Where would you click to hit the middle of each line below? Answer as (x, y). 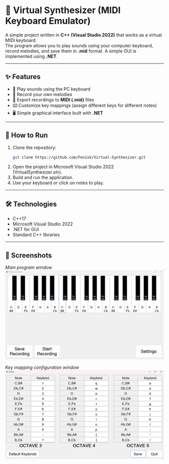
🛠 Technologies (31, 204)
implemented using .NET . (31, 56)
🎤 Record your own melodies (42, 94)
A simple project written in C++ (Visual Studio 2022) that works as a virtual (83, 35)
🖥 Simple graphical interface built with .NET (58, 113)
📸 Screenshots (29, 255)
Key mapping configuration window (42, 367)
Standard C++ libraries (36, 235)
